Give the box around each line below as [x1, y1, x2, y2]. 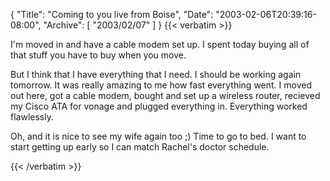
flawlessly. [10, 111, 54, 123]
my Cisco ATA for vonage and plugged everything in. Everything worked [10, 100, 308, 112]
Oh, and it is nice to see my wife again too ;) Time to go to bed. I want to [10, 130, 307, 142]
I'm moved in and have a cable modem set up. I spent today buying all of [10, 39, 310, 50]
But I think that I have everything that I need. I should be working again [10, 69, 302, 80]
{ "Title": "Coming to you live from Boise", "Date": [10, 9, 214, 20]
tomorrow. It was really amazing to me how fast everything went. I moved [10, 79, 312, 91]
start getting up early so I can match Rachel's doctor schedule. [10, 141, 270, 153]
